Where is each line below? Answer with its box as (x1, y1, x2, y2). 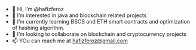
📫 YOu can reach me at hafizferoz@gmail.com (11, 37, 128, 44)
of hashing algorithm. (11, 24, 65, 31)
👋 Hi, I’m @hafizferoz (11, 6, 64, 12)
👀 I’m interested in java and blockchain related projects (11, 12, 147, 19)
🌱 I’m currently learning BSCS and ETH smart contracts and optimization (11, 18, 190, 25)
